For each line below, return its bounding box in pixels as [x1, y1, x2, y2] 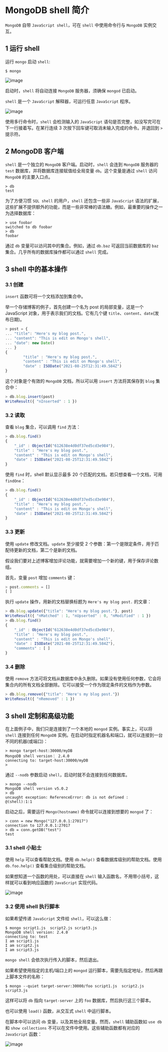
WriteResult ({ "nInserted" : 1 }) [5, 398, 77, 404]
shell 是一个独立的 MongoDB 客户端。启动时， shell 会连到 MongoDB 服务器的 [5, 161, 158, 167]
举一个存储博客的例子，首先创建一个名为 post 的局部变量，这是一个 [5, 304, 144, 310]
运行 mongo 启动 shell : [5, 58, 50, 64]
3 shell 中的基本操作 [5, 264, 67, 273]
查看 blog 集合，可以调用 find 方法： [5, 424, 81, 430]
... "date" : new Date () [5, 340, 55, 345]
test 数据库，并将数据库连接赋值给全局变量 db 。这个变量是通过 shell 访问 [5, 167, 157, 173]
